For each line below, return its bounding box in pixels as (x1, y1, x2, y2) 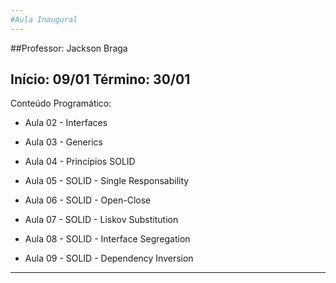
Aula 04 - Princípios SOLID (24, 156, 136, 168)
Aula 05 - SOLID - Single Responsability (24, 175, 190, 187)
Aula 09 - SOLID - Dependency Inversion (24, 252, 194, 265)
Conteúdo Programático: (10, 97, 112, 110)
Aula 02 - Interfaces (24, 117, 108, 129)
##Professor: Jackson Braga (10, 42, 128, 54)
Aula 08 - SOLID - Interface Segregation (24, 233, 191, 245)
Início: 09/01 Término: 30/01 (10, 71, 191, 88)
